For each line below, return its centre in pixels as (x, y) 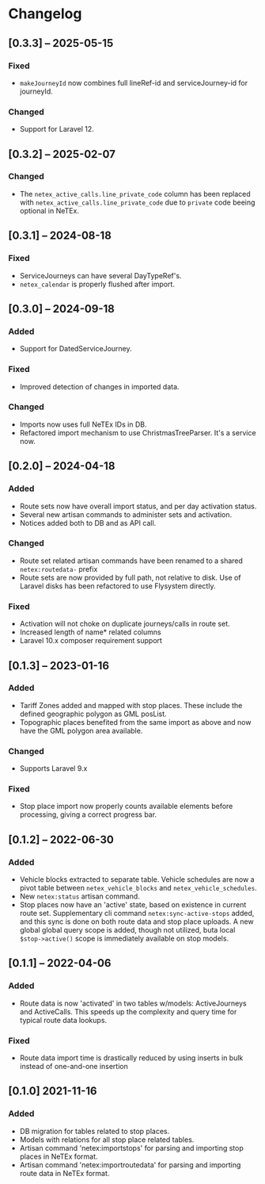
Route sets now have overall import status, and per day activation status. (138, 506)
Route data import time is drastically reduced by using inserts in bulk (131, 1058)
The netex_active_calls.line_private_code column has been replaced (135, 194)
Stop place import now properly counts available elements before (126, 807)
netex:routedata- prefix (59, 569)
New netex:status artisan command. (79, 896)
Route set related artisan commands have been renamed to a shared (131, 561)
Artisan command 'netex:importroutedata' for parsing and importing (130, 1165)
